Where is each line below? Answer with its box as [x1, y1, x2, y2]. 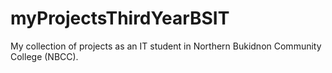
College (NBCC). [10, 50, 79, 62]
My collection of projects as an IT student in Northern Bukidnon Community [10, 40, 322, 52]
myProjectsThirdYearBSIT [10, 7, 230, 30]
